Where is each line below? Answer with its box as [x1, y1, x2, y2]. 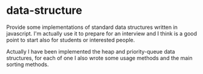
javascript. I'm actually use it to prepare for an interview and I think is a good [6, 29, 198, 37]
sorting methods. [6, 61, 49, 68]
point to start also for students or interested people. [6, 36, 135, 43]
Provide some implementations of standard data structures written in [6, 23, 178, 31]
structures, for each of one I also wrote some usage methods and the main [6, 54, 193, 61]
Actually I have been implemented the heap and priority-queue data [6, 48, 176, 55]
